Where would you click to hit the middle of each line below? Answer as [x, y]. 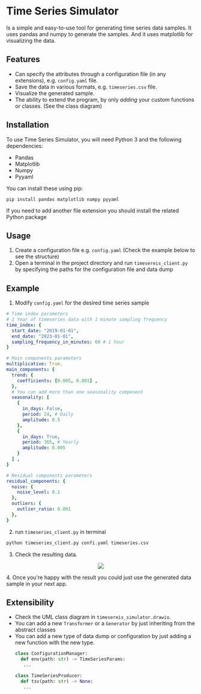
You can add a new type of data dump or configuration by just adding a [103, 636]
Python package [26, 217]
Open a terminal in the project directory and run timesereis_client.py [101, 263]
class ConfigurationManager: [51, 654]
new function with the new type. [55, 643]
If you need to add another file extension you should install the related [93, 210]
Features [23, 59]
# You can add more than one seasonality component [78, 392]
